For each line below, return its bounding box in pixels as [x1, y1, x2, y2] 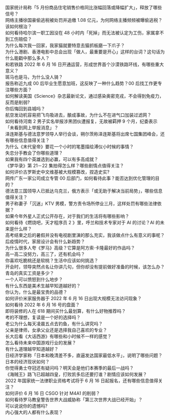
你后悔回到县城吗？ [5, 106, 46, 111]
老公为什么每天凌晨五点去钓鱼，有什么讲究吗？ [5, 321, 103, 326]
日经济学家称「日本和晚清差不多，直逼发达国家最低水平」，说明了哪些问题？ [5, 352, 163, 358]
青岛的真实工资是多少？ [5, 270, 54, 276]
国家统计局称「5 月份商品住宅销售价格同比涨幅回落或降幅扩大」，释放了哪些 [5, 5, 162, 10]
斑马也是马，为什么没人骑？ [5, 74, 63, 80]
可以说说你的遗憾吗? [5, 403, 48, 409]
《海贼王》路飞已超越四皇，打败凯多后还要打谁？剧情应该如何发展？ [5, 371, 147, 377]
